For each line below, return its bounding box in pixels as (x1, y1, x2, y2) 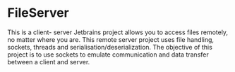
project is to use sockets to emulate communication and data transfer (7, 50, 210, 59)
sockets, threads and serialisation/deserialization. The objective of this (7, 43, 213, 51)
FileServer (7, 5, 69, 21)
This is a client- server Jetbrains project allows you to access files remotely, (7, 28, 228, 36)
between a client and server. (7, 57, 90, 66)
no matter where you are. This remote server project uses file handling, (7, 35, 214, 43)
